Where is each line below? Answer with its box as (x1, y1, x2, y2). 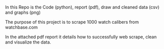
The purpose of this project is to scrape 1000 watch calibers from (5, 19, 139, 25)
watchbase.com (5, 24, 38, 30)
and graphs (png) (5, 9, 41, 15)
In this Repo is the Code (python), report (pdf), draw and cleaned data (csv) (5, 4, 160, 10)
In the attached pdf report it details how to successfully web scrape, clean (5, 34, 157, 40)
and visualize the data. (5, 39, 51, 45)
